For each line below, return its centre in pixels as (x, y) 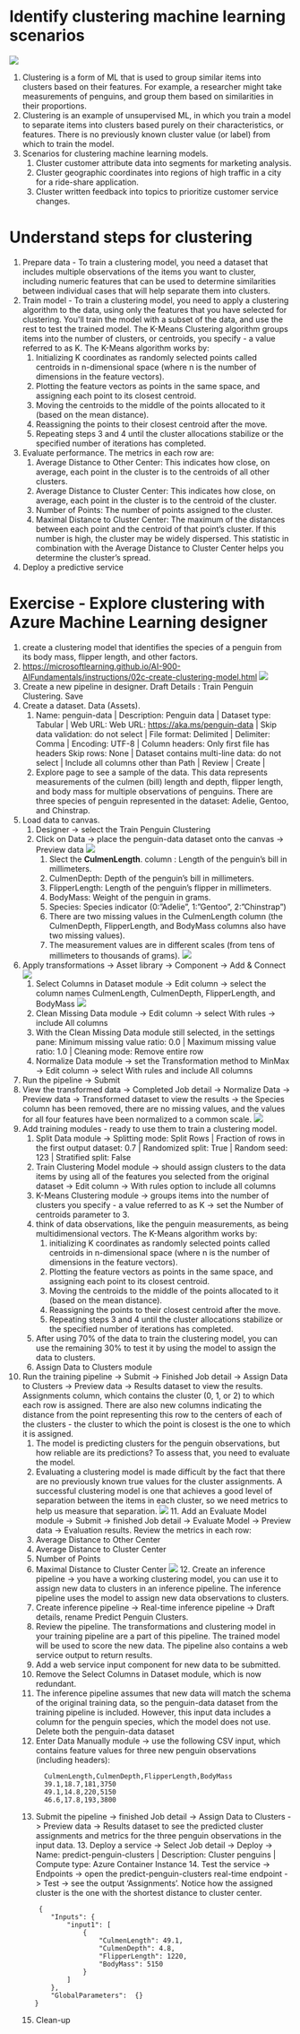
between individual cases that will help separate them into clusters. (146, 291)
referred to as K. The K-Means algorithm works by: (116, 348)
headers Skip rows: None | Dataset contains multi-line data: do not (159, 753)
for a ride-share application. (87, 182)
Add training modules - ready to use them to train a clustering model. (150, 1128)
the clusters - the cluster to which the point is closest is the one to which (156, 1424)
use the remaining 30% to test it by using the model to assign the (156, 1348)
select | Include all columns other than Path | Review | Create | (150, 762)
